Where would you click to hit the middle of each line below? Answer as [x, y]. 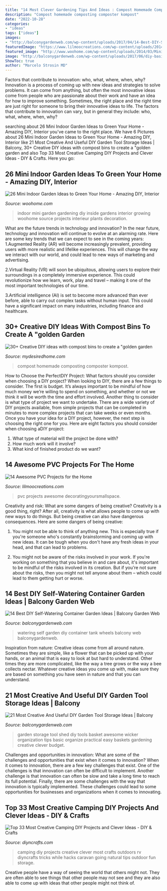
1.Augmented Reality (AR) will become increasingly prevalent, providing [78, 244]
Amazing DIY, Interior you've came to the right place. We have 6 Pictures [80, 132]
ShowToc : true [20, 61]
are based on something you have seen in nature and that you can [73, 674]
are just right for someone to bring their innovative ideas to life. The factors [82, 106]
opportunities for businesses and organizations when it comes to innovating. [83, 792]
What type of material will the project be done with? [65, 438]
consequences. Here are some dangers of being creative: [64, 522]
